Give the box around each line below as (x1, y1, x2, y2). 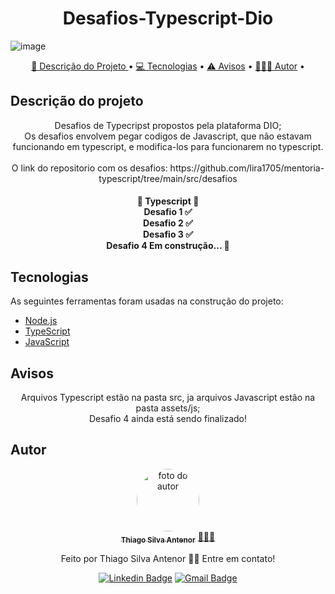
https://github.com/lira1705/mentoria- (169, 162, 325, 174)
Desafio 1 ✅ (143, 206, 193, 218)
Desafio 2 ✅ (143, 217, 193, 229)
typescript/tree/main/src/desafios (98, 172, 238, 184)
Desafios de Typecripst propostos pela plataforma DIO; (54, 119, 282, 131)
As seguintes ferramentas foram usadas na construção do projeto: (10, 295, 284, 307)
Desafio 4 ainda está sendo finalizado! (88, 412, 248, 424)
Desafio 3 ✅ (143, 228, 193, 241)
